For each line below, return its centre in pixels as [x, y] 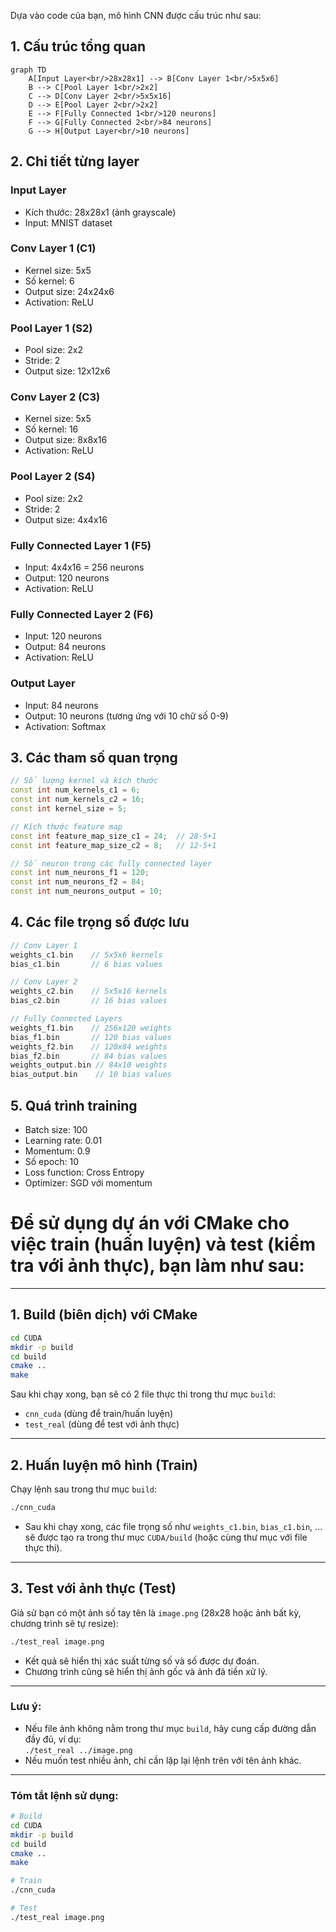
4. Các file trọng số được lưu [100, 922]
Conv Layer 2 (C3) [55, 397]
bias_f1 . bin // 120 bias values [91, 1037]
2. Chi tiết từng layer [75, 161]
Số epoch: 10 [52, 1162]
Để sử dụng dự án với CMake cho [150, 1223]
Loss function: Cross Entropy [84, 1172]
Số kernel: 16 [51, 429]
